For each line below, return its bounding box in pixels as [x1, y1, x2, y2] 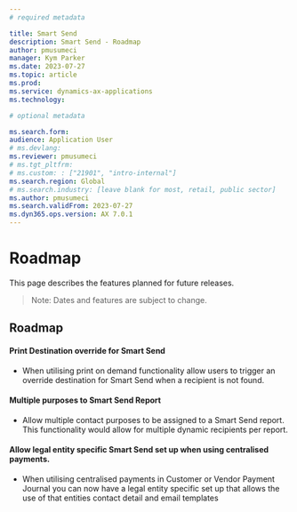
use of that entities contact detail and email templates [21, 492, 220, 503]
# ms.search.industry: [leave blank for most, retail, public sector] [9, 185, 277, 194]
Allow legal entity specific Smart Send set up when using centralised [9, 444, 269, 455]
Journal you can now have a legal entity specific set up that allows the [21, 483, 280, 493]
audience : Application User [9, 135, 114, 145]
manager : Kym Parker [9, 54, 86, 63]
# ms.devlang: [9, 144, 62, 153]
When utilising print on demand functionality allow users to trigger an [21, 365, 276, 376]
